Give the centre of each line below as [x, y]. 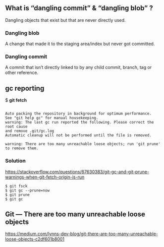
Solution [16, 161]
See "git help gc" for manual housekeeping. [52, 118]
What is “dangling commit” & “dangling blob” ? [79, 8]
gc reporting [25, 88]
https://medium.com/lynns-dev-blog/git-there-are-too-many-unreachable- [82, 234]
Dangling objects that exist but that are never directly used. [65, 20]
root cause [16, 127]
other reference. [22, 73]
